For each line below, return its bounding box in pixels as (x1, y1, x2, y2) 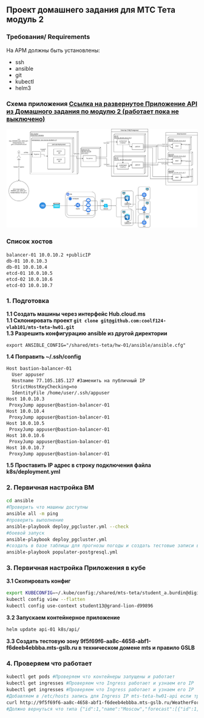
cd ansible (6, 498, 34, 504)
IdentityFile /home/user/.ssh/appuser (12, 389, 110, 396)
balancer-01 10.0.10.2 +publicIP (6, 252, 91, 258)
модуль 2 (6, 15, 44, 25)
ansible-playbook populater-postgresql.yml (6, 549, 118, 555)
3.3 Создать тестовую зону (6, 637, 80, 645)
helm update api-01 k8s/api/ (6, 627, 80, 633)
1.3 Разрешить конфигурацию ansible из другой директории (6, 329, 168, 337)
